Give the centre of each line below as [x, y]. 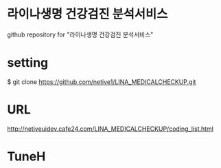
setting [28, 63]
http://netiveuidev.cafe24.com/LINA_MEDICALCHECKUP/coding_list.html [110, 129]
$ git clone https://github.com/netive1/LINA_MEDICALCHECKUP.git [102, 82]
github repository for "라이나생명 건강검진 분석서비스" [80, 34]
